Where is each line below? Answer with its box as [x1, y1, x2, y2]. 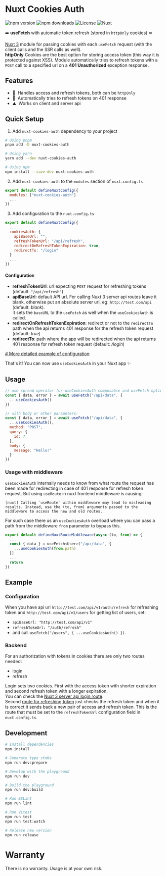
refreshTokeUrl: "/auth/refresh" [12, 625, 82, 630]
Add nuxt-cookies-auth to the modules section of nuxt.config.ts [12, 178, 143, 184]
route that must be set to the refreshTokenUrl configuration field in [5, 709, 141, 715]
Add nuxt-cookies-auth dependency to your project [12, 128, 118, 134]
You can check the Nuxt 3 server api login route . [5, 693, 104, 699]
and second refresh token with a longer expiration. [5, 688, 108, 694]
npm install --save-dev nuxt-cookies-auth [5, 169, 94, 174]
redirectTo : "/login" [14, 248, 58, 253]
